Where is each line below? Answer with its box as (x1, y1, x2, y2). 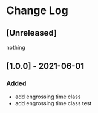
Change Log (6, 4, 68, 18)
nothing (6, 44, 25, 51)
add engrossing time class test (15, 99, 92, 106)
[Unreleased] (6, 28, 57, 38)
